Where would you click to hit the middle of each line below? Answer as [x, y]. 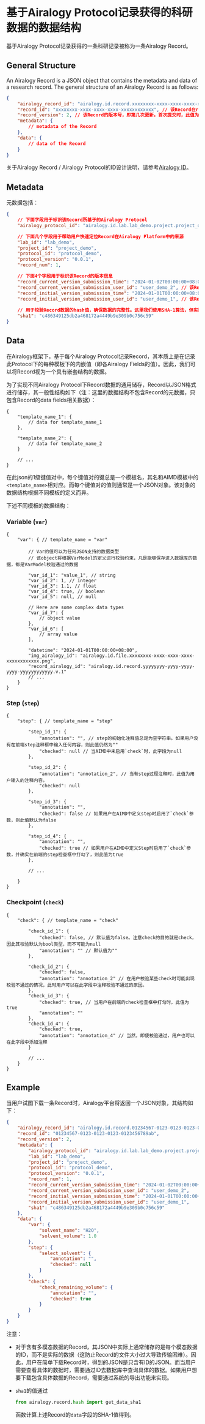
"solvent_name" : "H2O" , [69, 1231]
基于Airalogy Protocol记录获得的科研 [100, 13]
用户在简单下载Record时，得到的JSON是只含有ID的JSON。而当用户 [111, 1362]
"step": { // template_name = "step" [65, 721]
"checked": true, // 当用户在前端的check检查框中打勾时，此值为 [114, 1002]
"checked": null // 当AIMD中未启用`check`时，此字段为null [110, 751]
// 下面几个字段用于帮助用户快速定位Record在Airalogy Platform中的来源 [101, 236]
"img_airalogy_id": [53, 656]
